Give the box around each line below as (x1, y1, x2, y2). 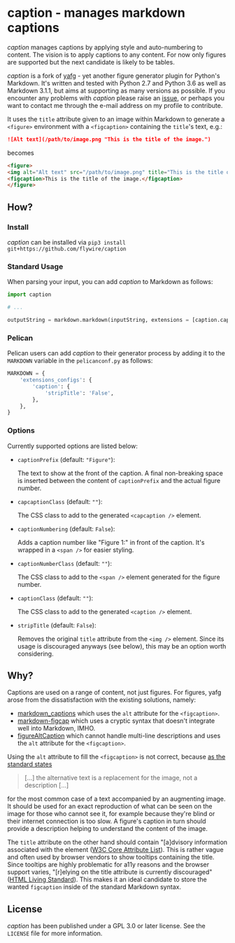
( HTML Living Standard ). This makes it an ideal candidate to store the (7, 875, 208, 884)
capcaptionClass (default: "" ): (17, 497, 103, 506)
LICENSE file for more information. (7, 929, 103, 937)
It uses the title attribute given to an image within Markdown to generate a (7, 114, 225, 123)
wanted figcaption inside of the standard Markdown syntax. (7, 883, 182, 891)
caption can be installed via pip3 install (7, 238, 126, 246)
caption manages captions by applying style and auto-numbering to (7, 43, 203, 51)
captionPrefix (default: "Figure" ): (17, 455, 115, 463)
